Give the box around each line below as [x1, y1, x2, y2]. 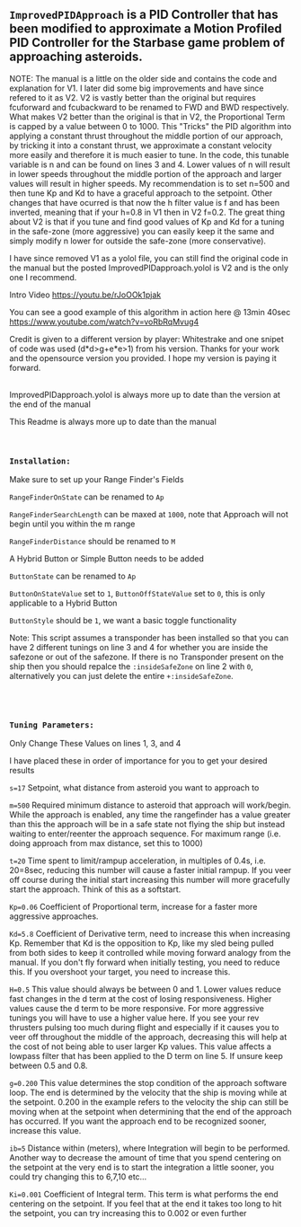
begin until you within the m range [9, 518, 136, 529]
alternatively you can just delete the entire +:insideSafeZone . [9, 671, 234, 682]
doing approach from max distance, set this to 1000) [9, 838, 204, 849]
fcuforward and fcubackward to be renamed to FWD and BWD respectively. [9, 102, 289, 112]
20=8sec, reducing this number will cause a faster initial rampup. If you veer [9, 865, 292, 876]
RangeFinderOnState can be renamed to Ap [9, 491, 164, 502]
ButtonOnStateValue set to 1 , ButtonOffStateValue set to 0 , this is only [9, 588, 266, 599]
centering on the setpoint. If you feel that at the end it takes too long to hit [9, 1198, 282, 1209]
